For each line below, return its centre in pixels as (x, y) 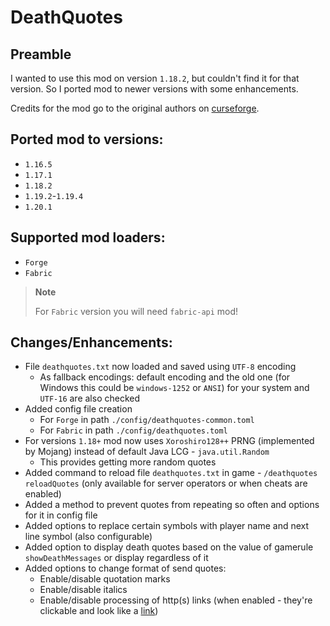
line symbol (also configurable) (88, 537)
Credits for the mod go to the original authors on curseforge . (135, 108)
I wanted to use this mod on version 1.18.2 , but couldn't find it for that (155, 78)
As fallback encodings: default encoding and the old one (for (165, 377)
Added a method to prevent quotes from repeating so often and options (172, 505)
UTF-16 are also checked (89, 398)
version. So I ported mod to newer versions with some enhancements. (154, 89)
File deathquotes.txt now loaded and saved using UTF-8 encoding (160, 367)
